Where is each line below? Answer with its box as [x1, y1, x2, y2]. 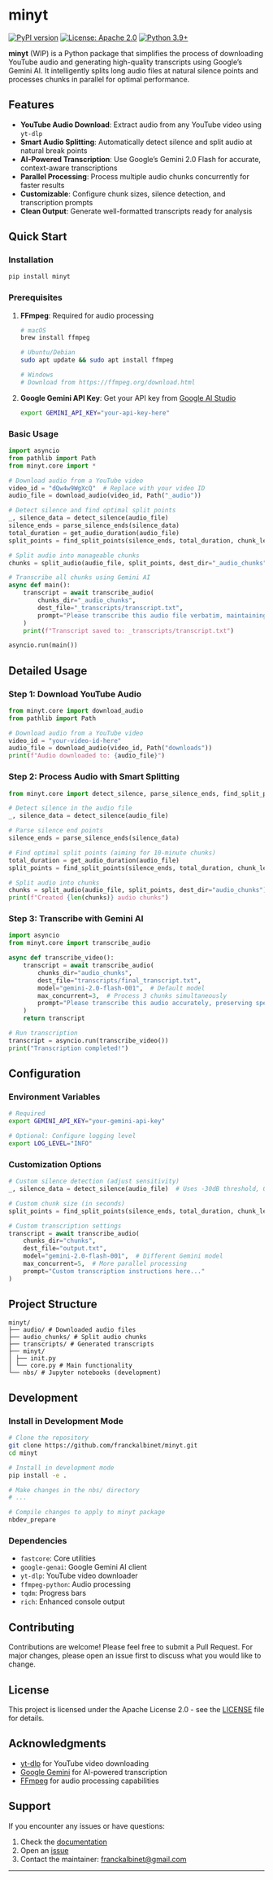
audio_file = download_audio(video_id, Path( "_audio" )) [8, 491, 201, 500]
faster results [19, 180, 65, 190]
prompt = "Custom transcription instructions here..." [23, 1267, 206, 1276]
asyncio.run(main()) [8, 641, 79, 649]
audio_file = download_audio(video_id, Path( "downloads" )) [8, 744, 213, 753]
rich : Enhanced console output [19, 1597, 125, 1606]
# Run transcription [8, 1029, 79, 1038]
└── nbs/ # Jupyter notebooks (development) [8, 1368, 162, 1377]
